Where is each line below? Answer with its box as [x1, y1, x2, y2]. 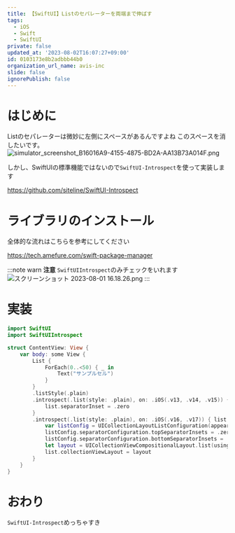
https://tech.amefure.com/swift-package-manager [7, 251, 153, 260]
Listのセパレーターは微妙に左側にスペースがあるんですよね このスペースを [7, 132, 220, 141]
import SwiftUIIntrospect [7, 332, 83, 339]
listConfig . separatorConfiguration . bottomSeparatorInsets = [44, 436, 224, 443]
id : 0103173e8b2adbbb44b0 [7, 56, 83, 63]
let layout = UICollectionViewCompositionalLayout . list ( [44, 442, 215, 449]
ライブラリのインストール [7, 213, 155, 228]
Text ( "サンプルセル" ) [57, 371, 114, 378]
